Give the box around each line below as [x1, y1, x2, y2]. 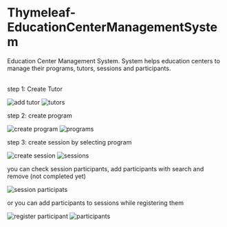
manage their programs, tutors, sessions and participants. [7, 64, 171, 72]
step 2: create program [7, 111, 72, 120]
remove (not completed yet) [7, 172, 86, 180]
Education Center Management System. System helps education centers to [7, 56, 220, 65]
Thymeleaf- [7, 5, 76, 21]
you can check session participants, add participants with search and [7, 164, 204, 173]
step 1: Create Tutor [7, 85, 63, 93]
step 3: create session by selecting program [7, 138, 132, 146]
